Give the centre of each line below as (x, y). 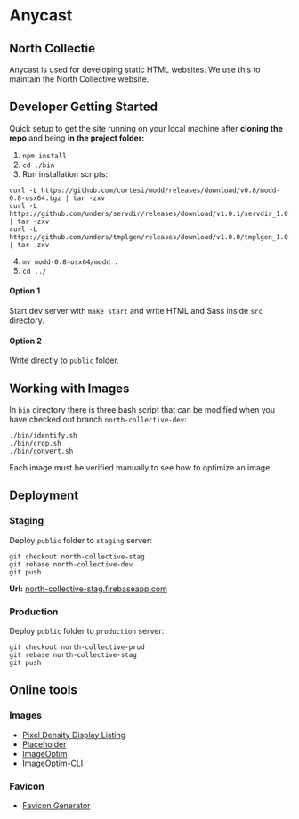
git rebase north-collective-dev (71, 564)
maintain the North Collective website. (79, 79)
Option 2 (25, 341)
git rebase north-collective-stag (73, 655)
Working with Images (69, 388)
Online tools (43, 690)
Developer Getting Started (84, 107)
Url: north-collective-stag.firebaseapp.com (88, 589)
